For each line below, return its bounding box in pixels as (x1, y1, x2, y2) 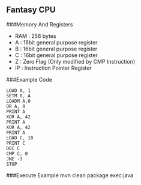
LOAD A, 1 (6, 87, 31, 94)
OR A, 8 (6, 103, 26, 109)
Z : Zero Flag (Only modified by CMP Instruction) (14, 58, 136, 65)
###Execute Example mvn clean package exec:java (6, 171, 134, 179)
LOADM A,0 (6, 98, 31, 104)
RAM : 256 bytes (14, 32, 56, 40)
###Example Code (6, 76, 53, 83)
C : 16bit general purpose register (14, 51, 98, 59)
